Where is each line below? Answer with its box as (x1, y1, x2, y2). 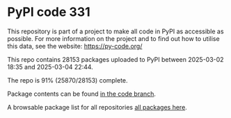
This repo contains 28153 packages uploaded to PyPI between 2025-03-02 (7, 55, 224, 63)
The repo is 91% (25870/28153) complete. (7, 76, 128, 84)
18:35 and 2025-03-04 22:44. (7, 62, 94, 71)
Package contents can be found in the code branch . (7, 90, 157, 98)
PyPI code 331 (7, 4, 90, 20)
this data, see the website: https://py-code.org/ (7, 42, 143, 50)
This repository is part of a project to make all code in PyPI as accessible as (7, 27, 224, 35)
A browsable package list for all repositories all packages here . (7, 103, 188, 111)
